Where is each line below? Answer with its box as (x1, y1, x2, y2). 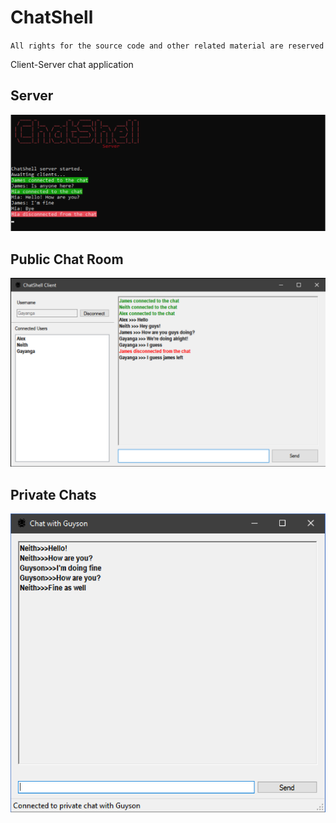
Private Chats (10, 486, 97, 503)
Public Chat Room (10, 251, 124, 268)
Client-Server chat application (10, 58, 134, 70)
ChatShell (10, 6, 94, 29)
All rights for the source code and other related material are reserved (10, 41, 325, 51)
